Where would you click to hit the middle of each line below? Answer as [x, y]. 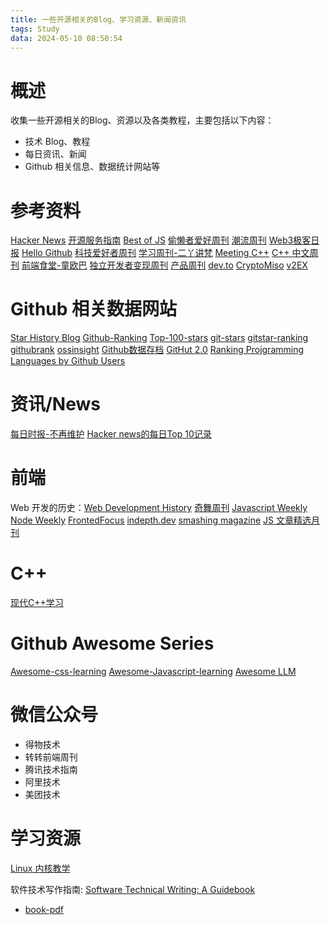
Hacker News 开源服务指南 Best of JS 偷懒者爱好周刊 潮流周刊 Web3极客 [161, 240]
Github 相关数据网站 [94, 309]
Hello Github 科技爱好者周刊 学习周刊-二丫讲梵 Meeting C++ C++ [155, 253]
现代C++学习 [37, 602]
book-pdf [44, 909]
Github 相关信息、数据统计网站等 [92, 167]
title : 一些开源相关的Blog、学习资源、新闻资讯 [98, 19]
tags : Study [35, 29]
